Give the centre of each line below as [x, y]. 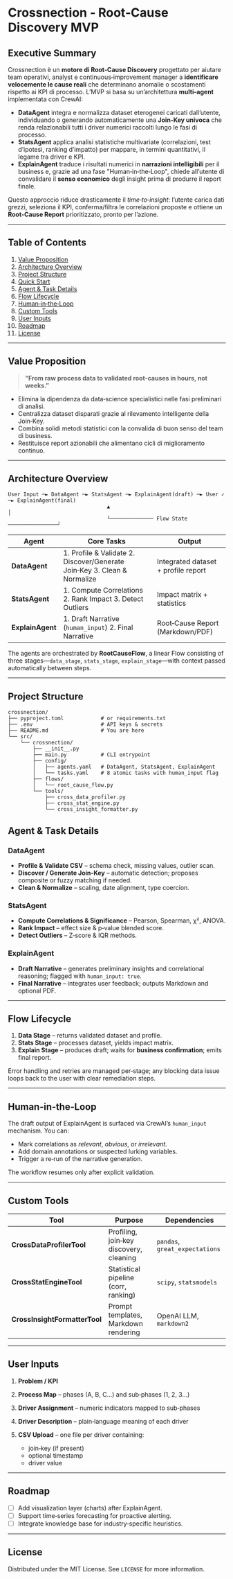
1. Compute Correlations [103, 591]
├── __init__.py [56, 749]
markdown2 [173, 1323]
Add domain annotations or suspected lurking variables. [97, 1151]
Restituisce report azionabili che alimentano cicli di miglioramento [111, 443]
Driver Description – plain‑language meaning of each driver [103, 1421]
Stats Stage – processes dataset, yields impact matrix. [96, 1043]
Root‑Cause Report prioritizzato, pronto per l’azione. [83, 214]
